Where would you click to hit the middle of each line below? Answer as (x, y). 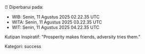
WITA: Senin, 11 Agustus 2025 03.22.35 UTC (57, 22)
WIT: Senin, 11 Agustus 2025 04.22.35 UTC (55, 27)
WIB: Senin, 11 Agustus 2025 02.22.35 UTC (55, 17)
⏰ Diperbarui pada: (24, 7)
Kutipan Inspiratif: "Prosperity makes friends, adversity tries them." (72, 37)
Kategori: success (23, 46)
